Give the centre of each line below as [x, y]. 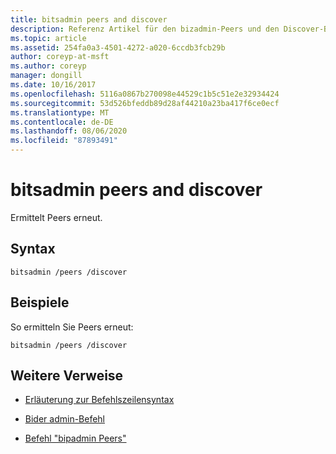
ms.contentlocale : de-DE [62, 122]
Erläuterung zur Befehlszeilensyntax [99, 400]
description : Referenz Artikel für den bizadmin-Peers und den [145, 29]
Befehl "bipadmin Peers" [75, 438]
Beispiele [40, 302]
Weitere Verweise [67, 375]
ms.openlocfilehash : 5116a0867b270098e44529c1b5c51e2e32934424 [145, 94]
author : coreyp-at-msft [60, 57]
